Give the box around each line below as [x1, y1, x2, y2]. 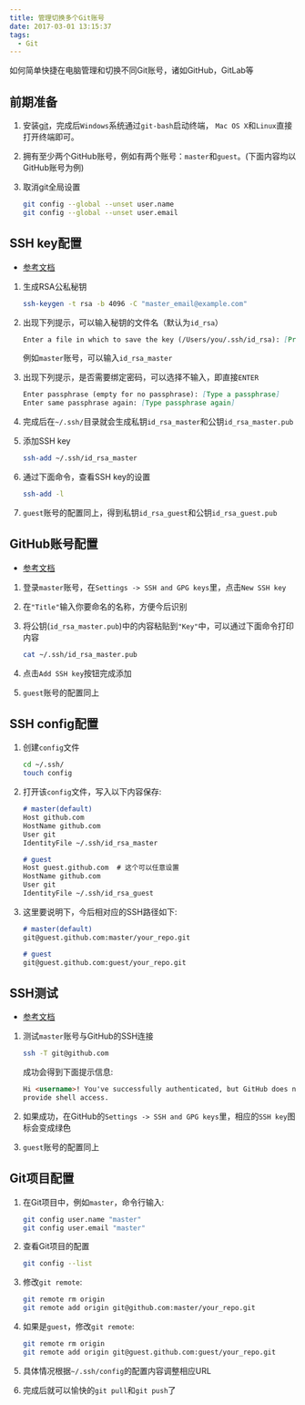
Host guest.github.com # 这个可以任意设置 [22, 863, 179, 873]
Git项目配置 [9, 1171, 75, 1186]
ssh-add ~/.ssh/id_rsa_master [22, 454, 138, 463]
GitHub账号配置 [9, 537, 98, 552]
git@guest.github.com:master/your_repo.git [22, 933, 191, 942]
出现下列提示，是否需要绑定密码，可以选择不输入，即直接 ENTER [22, 372, 259, 383]
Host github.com [22, 813, 85, 822]
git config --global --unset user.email [22, 208, 178, 217]
